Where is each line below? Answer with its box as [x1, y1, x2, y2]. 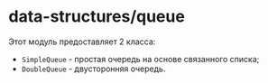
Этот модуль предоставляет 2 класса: [8, 36, 156, 47]
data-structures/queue [8, 6, 186, 27]
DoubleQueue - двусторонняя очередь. [21, 63, 166, 74]
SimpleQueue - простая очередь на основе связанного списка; [21, 53, 260, 64]
